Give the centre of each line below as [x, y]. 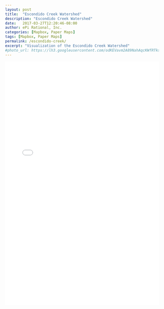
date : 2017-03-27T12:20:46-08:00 [41, 23]
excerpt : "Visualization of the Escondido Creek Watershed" [68, 46]
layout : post [18, 9]
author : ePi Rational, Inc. [34, 28]
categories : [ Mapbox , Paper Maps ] [40, 32]
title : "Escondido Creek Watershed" [43, 14]
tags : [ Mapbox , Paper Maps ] [34, 37]
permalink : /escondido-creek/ [36, 41]
